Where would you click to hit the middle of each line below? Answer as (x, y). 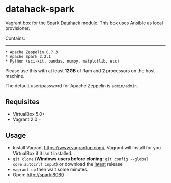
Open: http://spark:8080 (38, 175)
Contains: (15, 38)
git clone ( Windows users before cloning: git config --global (80, 159)
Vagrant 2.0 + (27, 119)
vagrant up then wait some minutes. (50, 169)
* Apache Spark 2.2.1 (28, 56)
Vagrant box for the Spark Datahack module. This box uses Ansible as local (84, 23)
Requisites (22, 102)
